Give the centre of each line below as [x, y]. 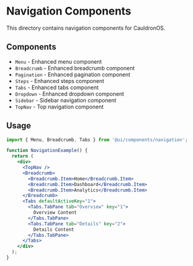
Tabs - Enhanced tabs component [57, 87]
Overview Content [55, 213]
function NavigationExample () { [47, 151]
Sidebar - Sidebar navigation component [66, 100]
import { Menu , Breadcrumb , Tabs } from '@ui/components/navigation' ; [97, 140]
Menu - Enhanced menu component [58, 61]
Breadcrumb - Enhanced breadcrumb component [75, 68]
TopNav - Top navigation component [59, 107]
